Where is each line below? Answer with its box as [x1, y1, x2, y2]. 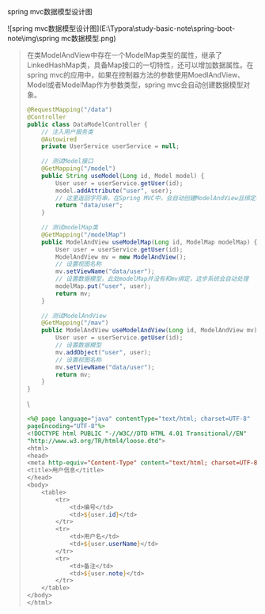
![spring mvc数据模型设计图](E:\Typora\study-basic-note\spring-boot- [7, 24, 236, 33]
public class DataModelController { [26, 120, 148, 128]
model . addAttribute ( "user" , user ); [55, 187, 173, 195]
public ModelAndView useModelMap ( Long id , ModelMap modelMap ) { [41, 238, 258, 246]
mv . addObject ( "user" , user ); [55, 348, 152, 356]
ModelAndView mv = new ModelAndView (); [55, 252, 187, 261]
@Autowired [41, 135, 78, 143]
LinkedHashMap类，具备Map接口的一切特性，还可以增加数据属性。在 [26, 60, 254, 70]
